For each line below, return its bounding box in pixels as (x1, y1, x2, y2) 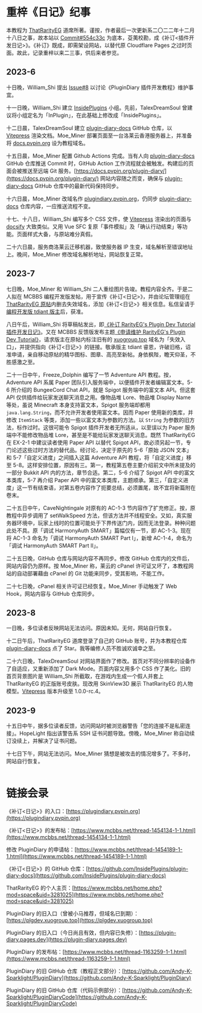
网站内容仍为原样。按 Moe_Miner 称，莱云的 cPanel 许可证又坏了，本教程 (6, 562, 189, 569)
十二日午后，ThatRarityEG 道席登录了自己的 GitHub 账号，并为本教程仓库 (6, 637, 188, 645)
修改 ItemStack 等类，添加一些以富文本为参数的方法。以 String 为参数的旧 (6, 416, 190, 423)
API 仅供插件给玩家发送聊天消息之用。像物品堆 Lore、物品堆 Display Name (6, 394, 191, 401)
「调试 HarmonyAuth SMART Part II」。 (6, 542, 102, 549)
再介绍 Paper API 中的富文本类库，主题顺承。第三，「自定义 (37, 476, 183, 483)
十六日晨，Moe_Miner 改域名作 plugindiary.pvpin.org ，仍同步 (6, 195, 158, 202)
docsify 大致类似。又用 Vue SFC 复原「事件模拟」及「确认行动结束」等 (6, 223, 183, 230)
